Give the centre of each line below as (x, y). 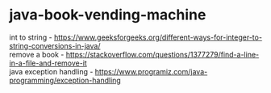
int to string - (31, 37)
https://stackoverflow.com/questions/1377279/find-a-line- (163, 54)
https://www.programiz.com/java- (151, 71)
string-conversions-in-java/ (55, 45)
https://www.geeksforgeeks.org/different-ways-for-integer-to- (158, 37)
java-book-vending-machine (108, 15)
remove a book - (37, 54)
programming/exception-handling (65, 80)
